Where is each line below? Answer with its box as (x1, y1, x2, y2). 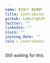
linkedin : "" (5, 25, 32, 30)
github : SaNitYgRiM (5, 16, 45, 21)
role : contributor (5, 39, 45, 44)
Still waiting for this (5, 52, 44, 58)
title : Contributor (5, 12, 45, 17)
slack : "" (5, 30, 25, 35)
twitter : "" (5, 21, 29, 26)
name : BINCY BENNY (5, 7, 43, 12)
